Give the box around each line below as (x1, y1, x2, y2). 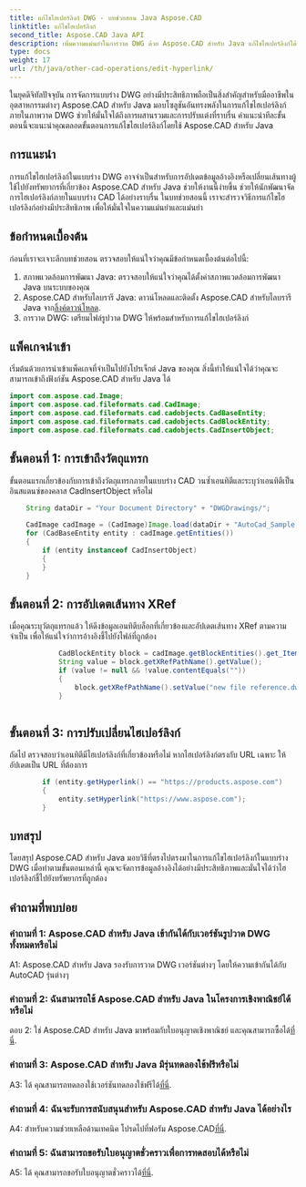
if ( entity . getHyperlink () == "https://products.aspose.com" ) (42, 778, 283, 787)
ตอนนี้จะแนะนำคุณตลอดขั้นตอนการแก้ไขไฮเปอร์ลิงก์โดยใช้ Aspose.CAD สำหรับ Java (9, 119, 274, 130)
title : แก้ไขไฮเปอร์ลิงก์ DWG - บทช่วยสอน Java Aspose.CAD (9, 13, 202, 23)
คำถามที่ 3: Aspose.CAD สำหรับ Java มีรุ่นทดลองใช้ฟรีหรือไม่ (9, 1059, 239, 1071)
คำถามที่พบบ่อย (9, 899, 77, 916)
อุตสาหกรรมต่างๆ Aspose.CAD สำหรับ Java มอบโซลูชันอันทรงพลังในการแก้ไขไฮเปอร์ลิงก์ (9, 99, 287, 110)
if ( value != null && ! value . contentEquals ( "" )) (57, 666, 247, 675)
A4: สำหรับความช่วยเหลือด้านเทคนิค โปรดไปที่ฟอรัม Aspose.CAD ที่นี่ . (9, 1123, 228, 1134)
